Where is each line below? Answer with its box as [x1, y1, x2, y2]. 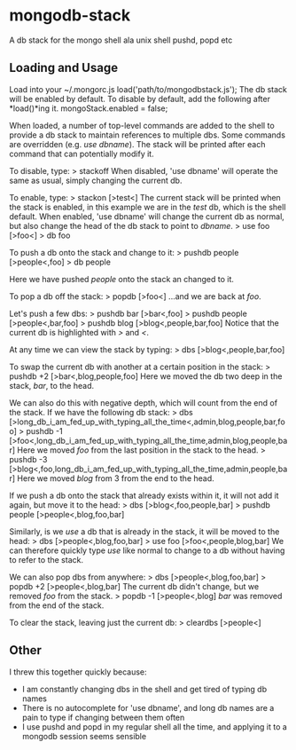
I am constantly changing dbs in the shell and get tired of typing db [21, 683, 268, 694]
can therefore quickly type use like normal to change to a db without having [9, 545, 285, 556]
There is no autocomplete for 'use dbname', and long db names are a [21, 702, 275, 713]
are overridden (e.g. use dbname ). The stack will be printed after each [9, 138, 266, 149]
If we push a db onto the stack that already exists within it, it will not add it [9, 490, 279, 501]
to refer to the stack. [9, 554, 84, 564]
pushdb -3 [9, 454, 48, 464]
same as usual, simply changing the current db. [9, 175, 183, 186]
